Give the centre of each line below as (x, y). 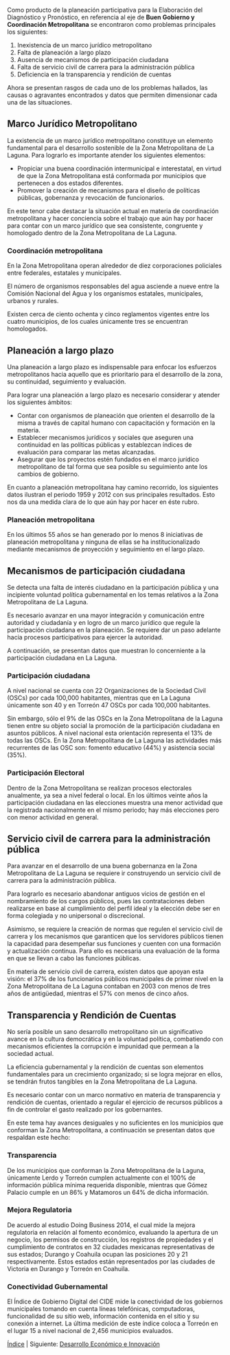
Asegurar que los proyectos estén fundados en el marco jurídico (108, 459)
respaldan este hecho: (39, 1138)
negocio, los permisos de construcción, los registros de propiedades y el (110, 1240)
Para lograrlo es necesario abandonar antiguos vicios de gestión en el (106, 894)
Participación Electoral (46, 773)
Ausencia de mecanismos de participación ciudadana (93, 60)
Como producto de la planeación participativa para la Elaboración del (105, 10)
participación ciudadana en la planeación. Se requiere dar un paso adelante (114, 630)
